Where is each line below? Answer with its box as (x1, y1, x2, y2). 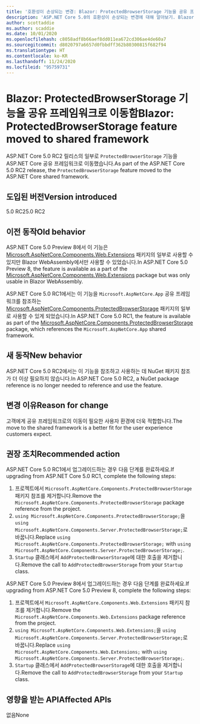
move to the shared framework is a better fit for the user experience (6, 424, 173, 431)
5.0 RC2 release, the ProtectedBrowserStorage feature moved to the (6, 167, 171, 174)
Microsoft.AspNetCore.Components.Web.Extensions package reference (14, 613, 186, 620)
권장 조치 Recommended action (6, 449, 120, 459)
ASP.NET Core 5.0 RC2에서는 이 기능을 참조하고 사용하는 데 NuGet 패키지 (6, 367, 180, 375)
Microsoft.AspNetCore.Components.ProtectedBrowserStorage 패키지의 (6, 305, 180, 312)
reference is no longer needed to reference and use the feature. (6, 382, 162, 389)
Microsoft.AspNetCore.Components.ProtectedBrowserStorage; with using (14, 540, 192, 548)
